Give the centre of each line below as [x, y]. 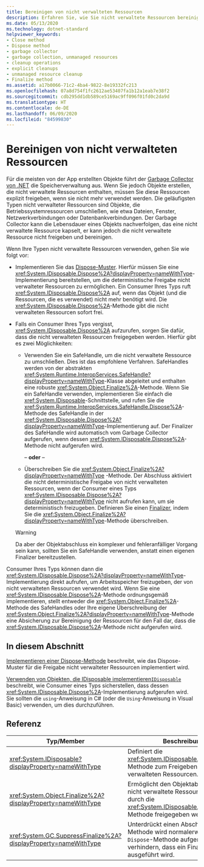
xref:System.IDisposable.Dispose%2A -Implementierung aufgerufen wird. [97, 692]
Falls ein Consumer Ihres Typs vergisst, [64, 324]
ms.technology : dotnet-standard [47, 29]
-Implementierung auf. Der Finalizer [148, 427]
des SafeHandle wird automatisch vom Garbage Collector [96, 433]
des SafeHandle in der [76, 413]
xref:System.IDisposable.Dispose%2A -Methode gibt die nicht [92, 306]
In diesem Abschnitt [45, 646]
